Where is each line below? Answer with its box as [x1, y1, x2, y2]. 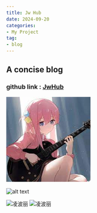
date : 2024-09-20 [6, 16, 50, 22]
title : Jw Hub [6, 10, 42, 16]
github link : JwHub [6, 83, 64, 91]
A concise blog [6, 65, 63, 75]
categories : [6, 22, 36, 28]
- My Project [6, 29, 39, 35]
